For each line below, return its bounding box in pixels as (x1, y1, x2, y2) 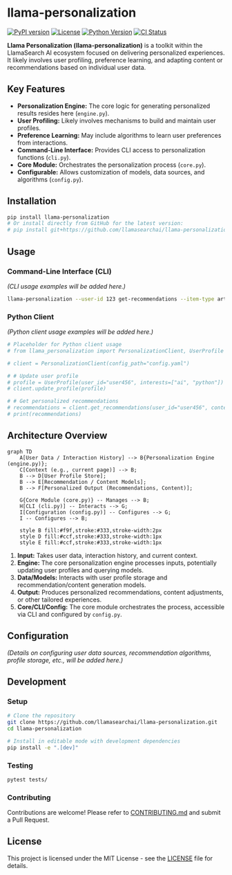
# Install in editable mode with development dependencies (7, 737, 181, 745)
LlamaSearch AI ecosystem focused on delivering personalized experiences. (7, 48, 225, 57)
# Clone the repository (7, 712, 76, 719)
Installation (7, 195, 57, 207)
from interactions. (17, 138, 68, 147)
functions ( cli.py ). (17, 153, 71, 161)
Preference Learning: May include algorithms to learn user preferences (17, 131, 222, 139)
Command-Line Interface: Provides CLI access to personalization (17, 145, 206, 154)
